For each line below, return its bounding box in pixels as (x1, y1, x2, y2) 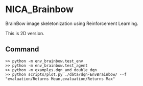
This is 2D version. (5, 30, 44, 36)
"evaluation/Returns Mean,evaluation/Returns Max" (5, 76, 115, 81)
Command (5, 45, 39, 54)
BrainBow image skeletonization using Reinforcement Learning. (5, 20, 139, 26)
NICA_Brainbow (5, 4, 74, 15)
